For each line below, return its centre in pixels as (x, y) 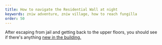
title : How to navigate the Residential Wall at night (61, 9)
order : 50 (15, 18)
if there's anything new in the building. (43, 37)
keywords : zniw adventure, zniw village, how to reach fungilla (71, 14)
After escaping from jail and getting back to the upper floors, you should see (81, 32)
